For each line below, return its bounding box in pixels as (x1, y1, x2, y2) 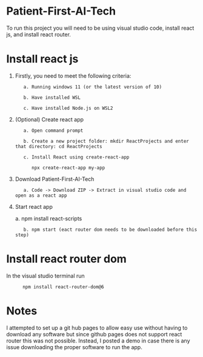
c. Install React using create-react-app (23, 154, 130, 160)
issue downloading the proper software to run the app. (6, 343, 142, 350)
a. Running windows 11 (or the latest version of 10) (23, 84, 162, 90)
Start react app (15, 203, 53, 210)
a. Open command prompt (23, 127, 84, 134)
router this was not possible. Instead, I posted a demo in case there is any (6, 337, 190, 344)
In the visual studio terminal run (6, 272, 85, 279)
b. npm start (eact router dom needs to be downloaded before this (23, 226, 198, 233)
